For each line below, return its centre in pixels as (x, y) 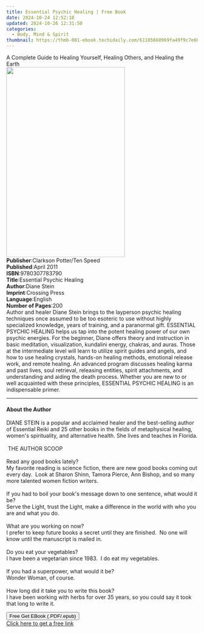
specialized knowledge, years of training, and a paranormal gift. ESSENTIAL (101, 325)
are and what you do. (33, 513)
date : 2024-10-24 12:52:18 (40, 18)
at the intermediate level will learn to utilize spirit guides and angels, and (97, 351)
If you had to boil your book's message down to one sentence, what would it (102, 494)
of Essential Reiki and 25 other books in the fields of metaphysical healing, (99, 429)
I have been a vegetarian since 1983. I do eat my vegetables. (83, 559)
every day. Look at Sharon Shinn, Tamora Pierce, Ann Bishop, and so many (100, 474)
